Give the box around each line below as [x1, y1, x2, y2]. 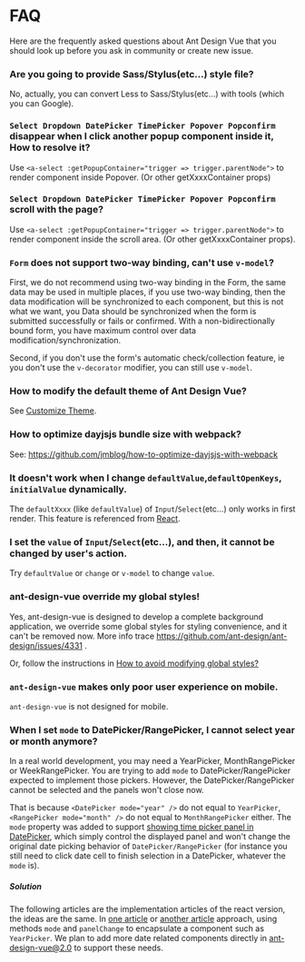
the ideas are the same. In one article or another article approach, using [9, 914, 278, 925]
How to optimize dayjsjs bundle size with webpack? [9, 428, 242, 441]
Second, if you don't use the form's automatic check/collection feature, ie [9, 352, 285, 363]
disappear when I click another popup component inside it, [9, 130, 274, 143]
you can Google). [9, 98, 74, 109]
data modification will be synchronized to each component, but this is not [9, 296, 284, 307]
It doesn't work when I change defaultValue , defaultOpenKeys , [9, 471, 282, 484]
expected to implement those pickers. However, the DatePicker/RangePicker [9, 775, 295, 786]
